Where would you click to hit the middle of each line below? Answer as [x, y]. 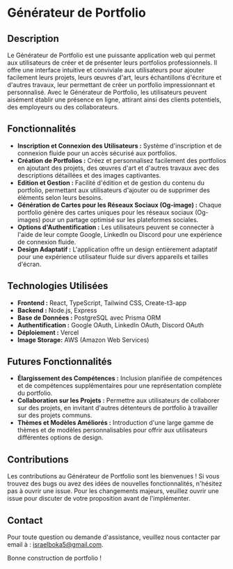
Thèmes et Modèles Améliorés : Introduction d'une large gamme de [115, 423]
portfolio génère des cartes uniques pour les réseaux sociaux [105, 212]
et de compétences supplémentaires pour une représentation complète [119, 386]
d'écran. [29, 264]
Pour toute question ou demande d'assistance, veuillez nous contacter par [114, 537]
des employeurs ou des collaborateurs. [63, 107]
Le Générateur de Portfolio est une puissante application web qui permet [111, 55]
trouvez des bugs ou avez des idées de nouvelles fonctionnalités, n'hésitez [115, 484]
